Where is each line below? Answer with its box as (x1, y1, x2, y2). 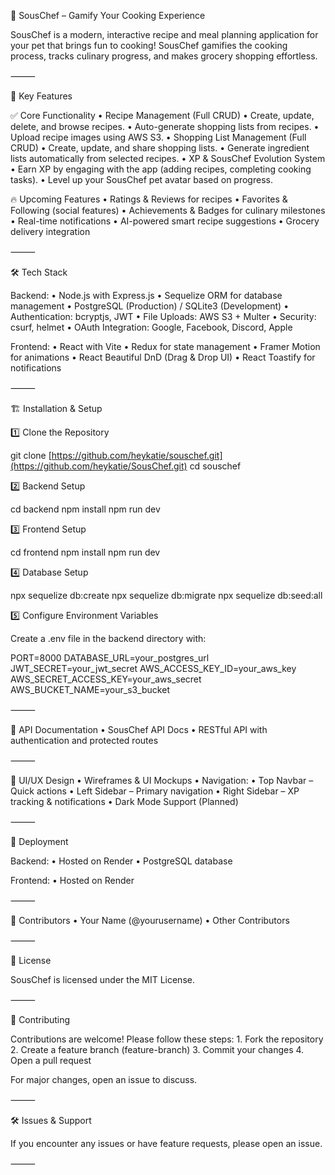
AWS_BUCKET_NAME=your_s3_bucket (10, 684, 170, 695)
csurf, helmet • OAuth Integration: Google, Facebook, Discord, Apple (10, 321, 293, 333)
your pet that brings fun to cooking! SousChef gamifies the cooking (10, 40, 288, 51)
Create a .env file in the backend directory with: (10, 633, 207, 644)
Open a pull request (10, 1055, 92, 1066)
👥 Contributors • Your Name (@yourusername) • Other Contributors (10, 915, 290, 926)
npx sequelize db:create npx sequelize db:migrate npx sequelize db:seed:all (10, 590, 323, 601)
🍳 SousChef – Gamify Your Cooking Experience (10, 10, 206, 21)
